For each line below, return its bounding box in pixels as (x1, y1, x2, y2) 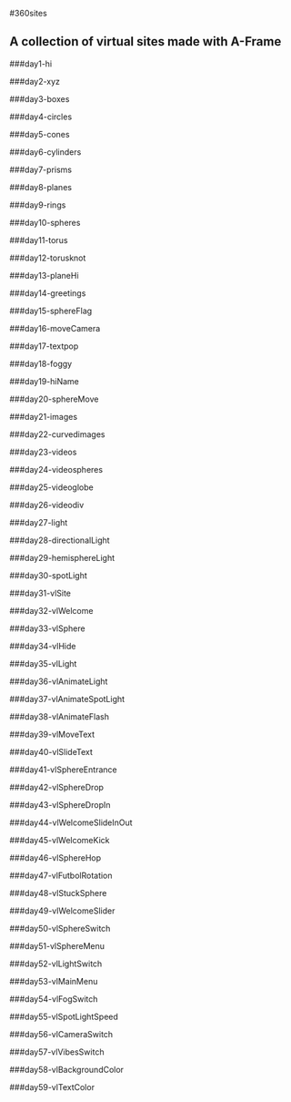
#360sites (9, 8, 47, 18)
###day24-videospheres (9, 464, 103, 474)
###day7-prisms (9, 164, 73, 175)
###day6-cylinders (9, 146, 82, 158)
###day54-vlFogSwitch (9, 993, 98, 1005)
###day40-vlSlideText (9, 746, 94, 757)
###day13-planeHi (9, 270, 79, 281)
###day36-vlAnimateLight (9, 676, 108, 687)
